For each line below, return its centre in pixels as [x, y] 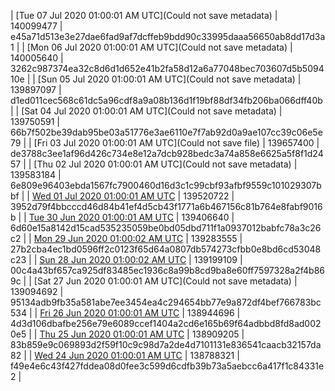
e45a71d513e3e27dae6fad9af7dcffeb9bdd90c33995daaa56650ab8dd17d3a [168, 36]
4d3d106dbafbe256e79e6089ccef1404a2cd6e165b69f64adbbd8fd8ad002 [166, 323]
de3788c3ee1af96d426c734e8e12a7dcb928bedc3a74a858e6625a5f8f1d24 [167, 153]
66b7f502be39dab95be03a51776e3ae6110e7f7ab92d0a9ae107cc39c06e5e [166, 132]
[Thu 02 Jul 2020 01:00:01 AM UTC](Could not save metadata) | [165, 164]
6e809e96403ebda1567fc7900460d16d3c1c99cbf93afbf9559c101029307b [166, 185]
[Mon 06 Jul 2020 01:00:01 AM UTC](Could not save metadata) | [159, 47]
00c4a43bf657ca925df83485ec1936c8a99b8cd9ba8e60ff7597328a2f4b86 [167, 270]
